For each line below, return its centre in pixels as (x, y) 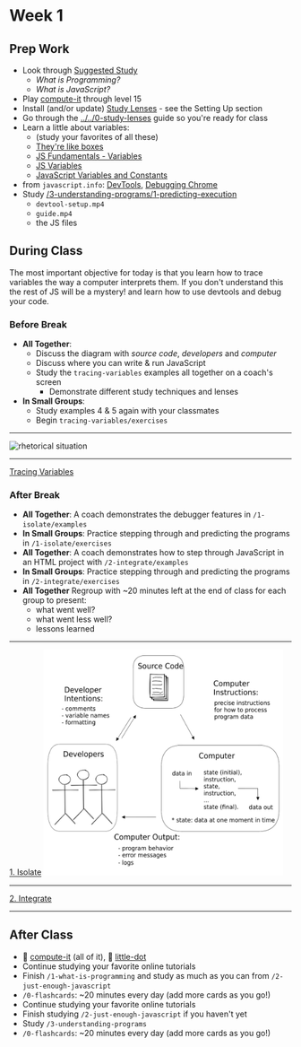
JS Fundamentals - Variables (89, 156)
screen (48, 382)
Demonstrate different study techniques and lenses (144, 392)
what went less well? (74, 619)
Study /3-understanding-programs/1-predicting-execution (129, 194)
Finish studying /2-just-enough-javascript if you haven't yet (135, 1014)
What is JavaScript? (73, 89)
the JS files (56, 222)
